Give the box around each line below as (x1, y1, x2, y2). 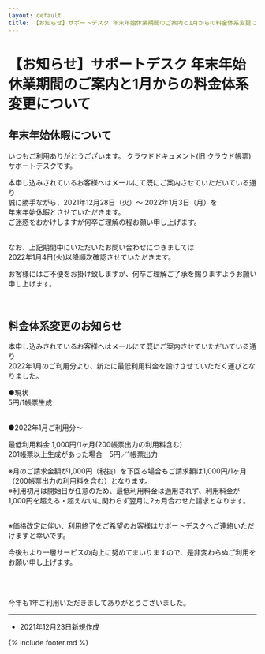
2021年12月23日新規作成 (19, 622, 100, 632)
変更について (8, 95, 91, 113)
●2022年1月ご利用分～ (8, 423, 83, 432)
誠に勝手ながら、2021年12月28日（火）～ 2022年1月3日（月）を (8, 197, 218, 207)
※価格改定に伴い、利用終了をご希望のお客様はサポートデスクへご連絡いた (8, 521, 248, 531)
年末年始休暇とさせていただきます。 (8, 207, 125, 217)
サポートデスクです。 (8, 161, 77, 170)
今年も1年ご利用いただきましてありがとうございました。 (8, 598, 191, 607)
